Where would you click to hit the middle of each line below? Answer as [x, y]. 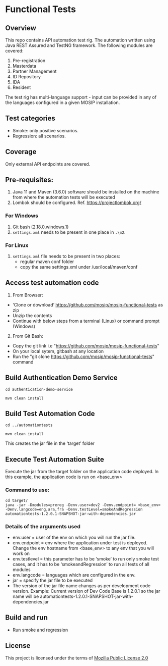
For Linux [17, 245]
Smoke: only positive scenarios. [46, 130]
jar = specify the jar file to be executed [53, 580]
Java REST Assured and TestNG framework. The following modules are [79, 45]
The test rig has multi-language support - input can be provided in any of [81, 97]
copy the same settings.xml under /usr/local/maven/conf [79, 267]
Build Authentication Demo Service [62, 378]
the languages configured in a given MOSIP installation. [63, 103]
